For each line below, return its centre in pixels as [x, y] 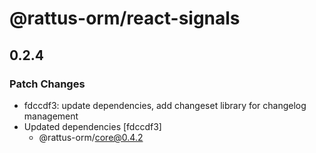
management [51, 116]
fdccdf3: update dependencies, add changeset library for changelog [165, 105]
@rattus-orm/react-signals [125, 18]
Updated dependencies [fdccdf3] [92, 126]
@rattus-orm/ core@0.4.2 [91, 137]
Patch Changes [47, 84]
